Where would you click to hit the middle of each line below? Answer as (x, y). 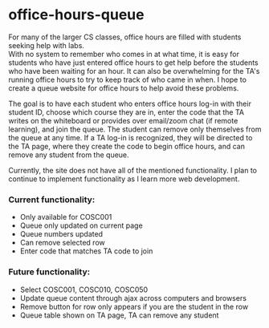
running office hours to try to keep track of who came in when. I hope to (128, 79)
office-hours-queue (76, 15)
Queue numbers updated (61, 234)
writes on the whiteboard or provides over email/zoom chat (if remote (123, 120)
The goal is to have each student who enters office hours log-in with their (130, 103)
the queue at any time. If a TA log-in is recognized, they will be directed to (130, 137)
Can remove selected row (63, 243)
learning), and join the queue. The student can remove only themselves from (135, 129)
